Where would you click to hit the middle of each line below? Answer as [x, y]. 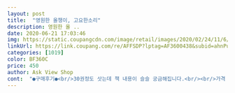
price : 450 [23, 66]
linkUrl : [20, 46]
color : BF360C [28, 59]
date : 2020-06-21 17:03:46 [47, 33]
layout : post [26, 14]
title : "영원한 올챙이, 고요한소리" [54, 20]
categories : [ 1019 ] [36, 53]
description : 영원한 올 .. [44, 27]
